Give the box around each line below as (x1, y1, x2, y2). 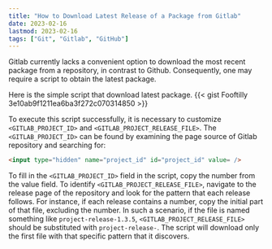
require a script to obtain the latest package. (8, 74, 157, 84)
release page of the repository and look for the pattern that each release (8, 188, 251, 198)
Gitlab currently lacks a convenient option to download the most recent (8, 57, 246, 67)
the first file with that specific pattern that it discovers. (8, 231, 190, 241)
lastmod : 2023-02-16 (8, 27, 79, 35)
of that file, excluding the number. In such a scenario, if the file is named (8, 205, 250, 216)
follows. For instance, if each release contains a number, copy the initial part (8, 197, 264, 207)
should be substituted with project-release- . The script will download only (8, 223, 260, 233)
